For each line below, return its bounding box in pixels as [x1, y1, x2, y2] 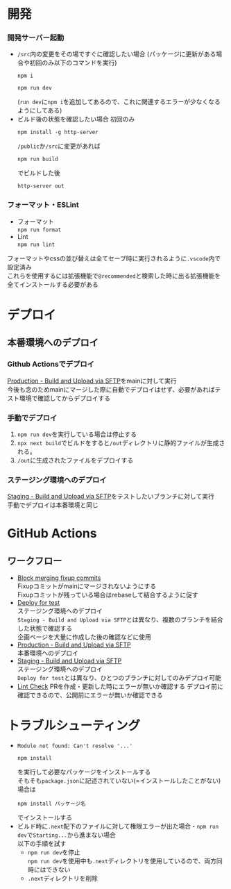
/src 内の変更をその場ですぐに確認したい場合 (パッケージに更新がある [17, 50, 216, 58]
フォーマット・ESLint [7, 200, 80, 210]
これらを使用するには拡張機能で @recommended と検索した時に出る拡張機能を [7, 272, 221, 280]
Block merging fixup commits [17, 574, 101, 582]
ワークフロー [7, 555, 62, 567]
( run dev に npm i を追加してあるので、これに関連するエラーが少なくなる [17, 98, 221, 106]
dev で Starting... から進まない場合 [17, 831, 117, 839]
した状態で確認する [17, 624, 73, 633]
